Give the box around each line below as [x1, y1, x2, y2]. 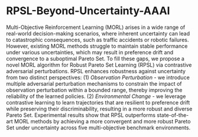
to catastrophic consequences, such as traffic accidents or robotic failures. [6, 36, 189, 43]
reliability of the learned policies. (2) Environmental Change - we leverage [6, 93, 186, 100]
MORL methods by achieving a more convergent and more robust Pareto [14, 118, 191, 125]
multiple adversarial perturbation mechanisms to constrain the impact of [6, 80, 182, 87]
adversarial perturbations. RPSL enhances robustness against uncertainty [6, 67, 186, 74]
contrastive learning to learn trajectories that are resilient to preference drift [6, 99, 190, 106]
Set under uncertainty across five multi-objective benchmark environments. [6, 124, 191, 131]
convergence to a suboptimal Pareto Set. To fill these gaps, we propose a [6, 55, 185, 62]
